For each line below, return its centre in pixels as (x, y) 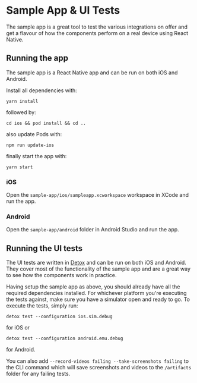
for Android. (21, 350)
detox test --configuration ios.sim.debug (59, 317)
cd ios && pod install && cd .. (46, 123)
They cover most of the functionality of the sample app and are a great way (99, 269)
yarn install (22, 101)
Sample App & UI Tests (63, 10)
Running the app (37, 58)
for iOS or (18, 328)
